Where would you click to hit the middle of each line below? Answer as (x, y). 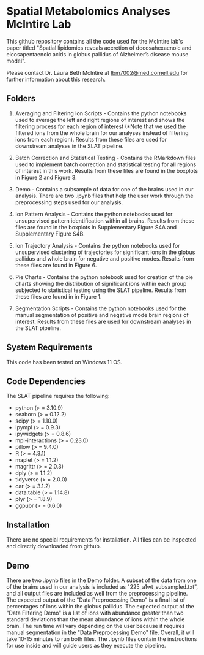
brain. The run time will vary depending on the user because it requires (96, 626)
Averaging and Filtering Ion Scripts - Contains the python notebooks (101, 113)
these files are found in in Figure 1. (58, 296)
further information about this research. (56, 79)
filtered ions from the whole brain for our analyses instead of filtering (102, 132)
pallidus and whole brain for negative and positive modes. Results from (104, 258)
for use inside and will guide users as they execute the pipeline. (86, 645)
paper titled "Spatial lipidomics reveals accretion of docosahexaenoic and (99, 48)
